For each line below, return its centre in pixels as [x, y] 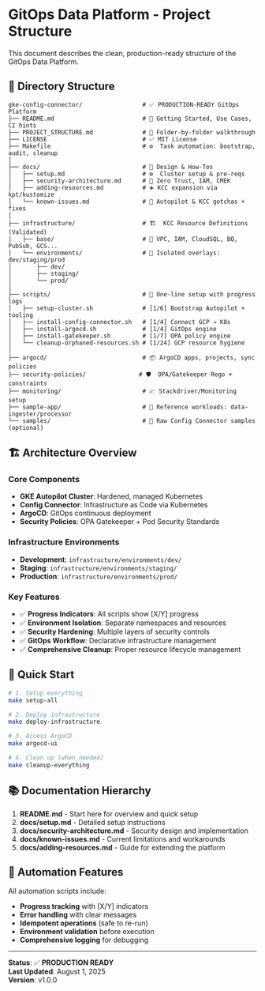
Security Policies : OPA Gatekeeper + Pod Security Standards [119, 522]
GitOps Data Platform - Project [109, 15]
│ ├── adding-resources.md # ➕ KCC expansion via [113, 187]
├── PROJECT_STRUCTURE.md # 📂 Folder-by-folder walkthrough [132, 132]
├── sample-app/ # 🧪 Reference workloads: [118, 407]
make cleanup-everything [49, 765]
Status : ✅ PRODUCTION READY [61, 963]
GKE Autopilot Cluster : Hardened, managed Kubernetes [111, 496]
